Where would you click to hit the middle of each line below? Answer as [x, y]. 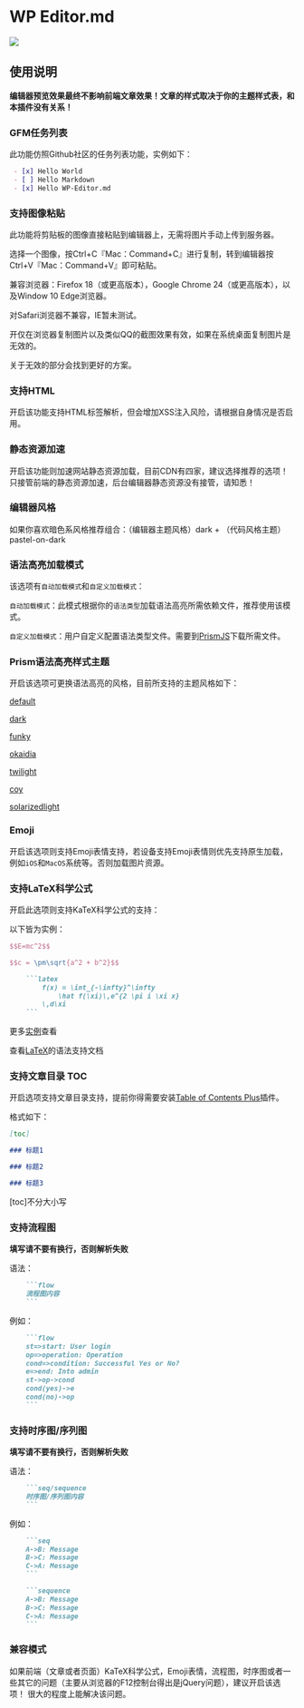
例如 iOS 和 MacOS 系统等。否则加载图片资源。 [89, 863]
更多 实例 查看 [33, 1031]
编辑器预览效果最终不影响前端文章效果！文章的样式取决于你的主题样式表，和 [152, 95]
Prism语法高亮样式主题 [60, 662]
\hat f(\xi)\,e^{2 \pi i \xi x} [119, 996]
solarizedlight [35, 807]
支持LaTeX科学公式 [51, 888]
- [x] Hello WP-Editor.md [62, 188]
